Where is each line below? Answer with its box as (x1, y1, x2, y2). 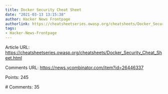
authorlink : (5, 21, 30, 26)
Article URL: (5, 44, 30, 50)
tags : (5, 26, 16, 31)
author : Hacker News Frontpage (5, 16, 70, 21)
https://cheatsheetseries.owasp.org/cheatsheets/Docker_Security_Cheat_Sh (5, 49, 162, 55)
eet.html (5, 55, 22, 60)
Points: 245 (5, 74, 29, 80)
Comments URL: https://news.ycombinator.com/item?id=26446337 (5, 64, 144, 70)
